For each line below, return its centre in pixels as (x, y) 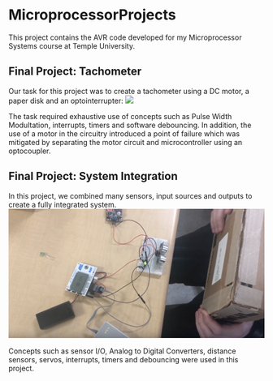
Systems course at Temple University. (72, 45)
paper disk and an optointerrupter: (66, 101)
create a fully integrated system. (63, 204)
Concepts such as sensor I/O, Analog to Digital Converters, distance (122, 351)
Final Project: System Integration (93, 176)
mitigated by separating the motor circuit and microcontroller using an (126, 142)
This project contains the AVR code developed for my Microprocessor (125, 37)
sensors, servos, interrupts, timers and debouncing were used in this (123, 360)
